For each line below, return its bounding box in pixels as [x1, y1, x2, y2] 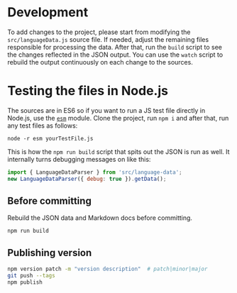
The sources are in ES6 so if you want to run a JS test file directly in [7, 106, 206, 114]
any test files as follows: [7, 121, 78, 130]
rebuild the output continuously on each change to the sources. [7, 57, 193, 66]
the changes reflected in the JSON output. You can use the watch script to [7, 50, 224, 59]
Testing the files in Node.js [7, 83, 169, 99]
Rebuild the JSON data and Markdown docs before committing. [7, 214, 193, 222]
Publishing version [7, 246, 92, 259]
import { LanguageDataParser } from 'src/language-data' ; [7, 168, 182, 176]
